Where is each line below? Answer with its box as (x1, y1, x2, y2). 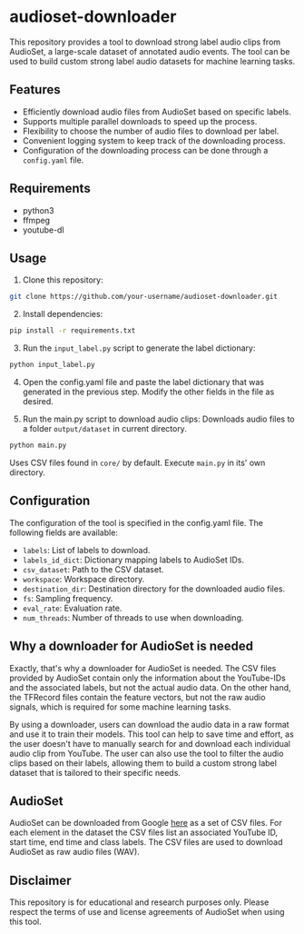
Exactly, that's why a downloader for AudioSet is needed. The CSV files (9, 662, 277, 673)
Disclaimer (9, 872, 72, 888)
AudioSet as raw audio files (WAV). (9, 847, 141, 858)
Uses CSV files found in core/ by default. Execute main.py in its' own (9, 457, 266, 468)
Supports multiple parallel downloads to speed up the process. (22, 115, 258, 126)
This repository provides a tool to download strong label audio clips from (9, 36, 281, 47)
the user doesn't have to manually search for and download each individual (9, 738, 291, 749)
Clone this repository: (22, 274, 103, 285)
